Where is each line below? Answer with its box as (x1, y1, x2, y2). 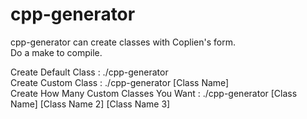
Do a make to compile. (10, 46, 103, 58)
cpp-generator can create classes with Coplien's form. (10, 36, 236, 48)
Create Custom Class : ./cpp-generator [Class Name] (10, 76, 230, 88)
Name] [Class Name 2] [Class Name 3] (10, 98, 171, 110)
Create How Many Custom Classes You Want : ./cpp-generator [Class (10, 87, 298, 99)
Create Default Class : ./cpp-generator (10, 66, 169, 78)
